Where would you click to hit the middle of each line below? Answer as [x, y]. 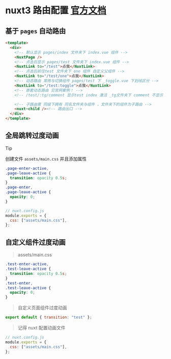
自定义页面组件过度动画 [42, 308]
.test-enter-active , [27, 264]
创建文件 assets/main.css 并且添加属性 [46, 159]
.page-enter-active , [27, 168]
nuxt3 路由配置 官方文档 [56, 10]
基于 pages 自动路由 [36, 31]
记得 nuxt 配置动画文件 [41, 328]
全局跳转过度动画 [32, 136]
